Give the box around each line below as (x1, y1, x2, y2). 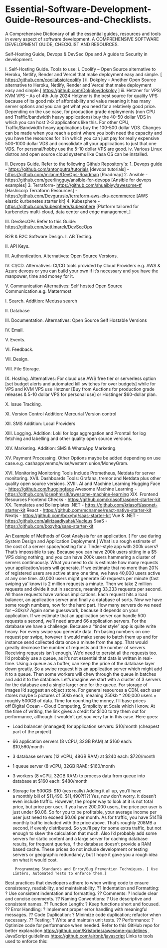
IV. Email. (5, 327, 24, 333)
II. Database (5, 307, 30, 313)
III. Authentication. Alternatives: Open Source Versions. (5, 253, 118, 259)
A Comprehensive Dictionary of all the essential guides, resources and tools (5, 31, 161, 37)
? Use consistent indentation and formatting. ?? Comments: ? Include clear (5, 890, 158, 896)
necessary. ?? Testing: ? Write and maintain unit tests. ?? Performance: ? (5, 917, 154, 923)
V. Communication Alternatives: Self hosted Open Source (5, 283, 123, 289)
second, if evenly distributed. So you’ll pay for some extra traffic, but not (12, 825, 162, 831)
